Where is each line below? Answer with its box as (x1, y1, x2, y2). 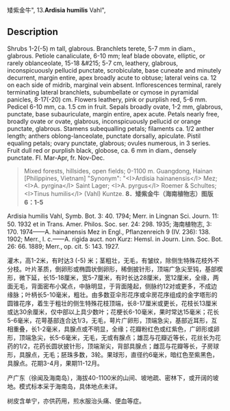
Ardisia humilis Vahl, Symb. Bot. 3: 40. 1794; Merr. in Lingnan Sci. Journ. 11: (7, 212, 219, 220)
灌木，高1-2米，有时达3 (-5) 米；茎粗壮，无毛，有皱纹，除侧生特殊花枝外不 (7, 256, 220, 264)
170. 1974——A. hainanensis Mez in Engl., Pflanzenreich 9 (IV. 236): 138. (7, 227, 211, 236)
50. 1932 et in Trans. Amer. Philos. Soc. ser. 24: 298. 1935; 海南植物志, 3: (7, 220, 212, 228)
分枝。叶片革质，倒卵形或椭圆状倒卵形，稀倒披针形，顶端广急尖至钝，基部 (7, 264, 217, 273)
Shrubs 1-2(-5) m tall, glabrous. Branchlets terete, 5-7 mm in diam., (7, 44, 196, 53)
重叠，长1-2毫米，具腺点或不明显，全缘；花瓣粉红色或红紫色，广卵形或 (12, 325, 214, 333)
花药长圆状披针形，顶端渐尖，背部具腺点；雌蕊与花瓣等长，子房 (33, 342, 214, 350)
